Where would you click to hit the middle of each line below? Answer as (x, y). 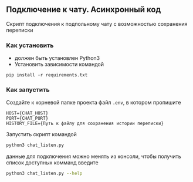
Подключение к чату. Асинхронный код (84, 10)
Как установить (30, 45)
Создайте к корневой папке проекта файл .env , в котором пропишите (94, 103)
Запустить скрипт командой (42, 134)
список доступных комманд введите (52, 163)
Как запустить (28, 90)
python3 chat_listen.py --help (44, 173)
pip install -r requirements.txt (47, 75)
